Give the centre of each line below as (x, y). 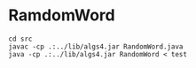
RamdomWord (62, 15)
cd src (20, 39)
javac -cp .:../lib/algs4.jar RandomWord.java (96, 46)
